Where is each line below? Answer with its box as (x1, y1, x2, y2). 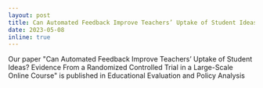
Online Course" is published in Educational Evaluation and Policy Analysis (8, 71, 245, 80)
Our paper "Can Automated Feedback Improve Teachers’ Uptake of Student (8, 55, 253, 64)
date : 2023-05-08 (8, 26, 65, 33)
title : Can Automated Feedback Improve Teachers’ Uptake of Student (8, 19, 236, 26)
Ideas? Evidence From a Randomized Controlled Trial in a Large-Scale (8, 63, 233, 72)
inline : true (8, 33, 51, 41)
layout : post (8, 11, 51, 19)
